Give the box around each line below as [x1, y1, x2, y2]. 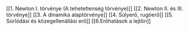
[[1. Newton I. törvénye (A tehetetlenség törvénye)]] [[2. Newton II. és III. [6, 5, 184, 12]
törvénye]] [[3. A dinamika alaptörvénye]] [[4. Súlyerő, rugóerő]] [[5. [6, 11, 173, 18]
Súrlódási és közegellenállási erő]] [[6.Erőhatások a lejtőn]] [6, 18, 151, 24]
